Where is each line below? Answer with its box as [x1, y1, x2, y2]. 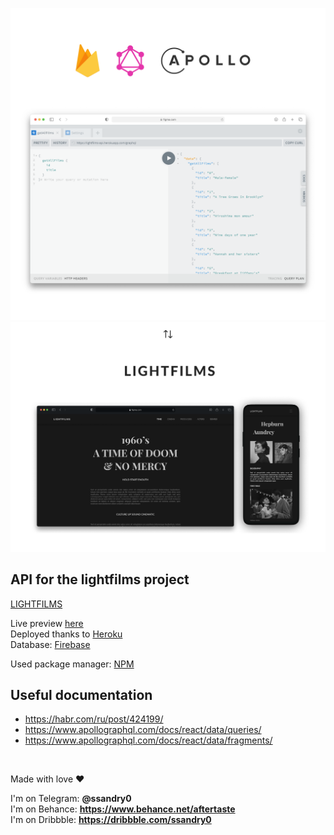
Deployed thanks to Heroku [10, 628, 123, 640]
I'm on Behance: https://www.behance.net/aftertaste [10, 803, 236, 815]
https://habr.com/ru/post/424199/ [24, 713, 164, 725]
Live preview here [10, 617, 84, 629]
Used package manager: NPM [10, 658, 135, 670]
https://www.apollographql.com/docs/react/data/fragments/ [24, 734, 273, 747]
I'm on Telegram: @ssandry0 [10, 793, 132, 805]
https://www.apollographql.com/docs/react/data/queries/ [24, 724, 262, 736]
